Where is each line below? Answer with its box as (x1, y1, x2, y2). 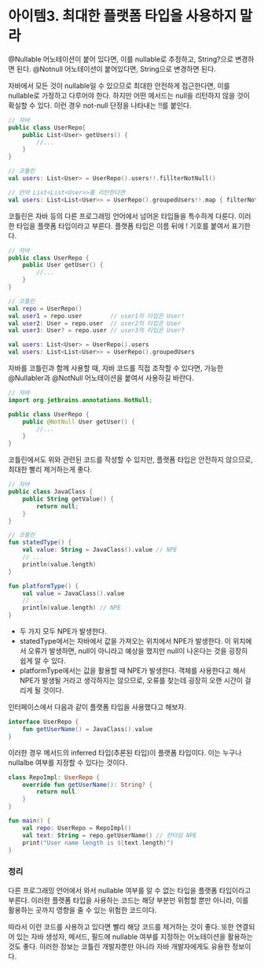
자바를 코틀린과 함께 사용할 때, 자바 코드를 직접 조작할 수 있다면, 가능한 (8, 364, 224, 373)
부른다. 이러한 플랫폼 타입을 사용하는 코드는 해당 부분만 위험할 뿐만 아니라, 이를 (8, 895, 249, 905)
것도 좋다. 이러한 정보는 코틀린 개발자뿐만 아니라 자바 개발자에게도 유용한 (8, 941, 230, 951)
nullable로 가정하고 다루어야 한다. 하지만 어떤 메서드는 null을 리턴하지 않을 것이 (8, 91, 250, 100)
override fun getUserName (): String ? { (22, 781, 153, 789)
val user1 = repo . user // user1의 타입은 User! (8, 312, 185, 320)
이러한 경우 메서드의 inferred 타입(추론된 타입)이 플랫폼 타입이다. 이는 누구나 (8, 748, 242, 757)
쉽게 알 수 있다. (19, 656, 66, 666)
